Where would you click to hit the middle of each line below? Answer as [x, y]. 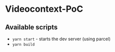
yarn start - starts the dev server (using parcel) [61, 39]
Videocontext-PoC [44, 9]
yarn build [23, 45]
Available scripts [31, 27]
